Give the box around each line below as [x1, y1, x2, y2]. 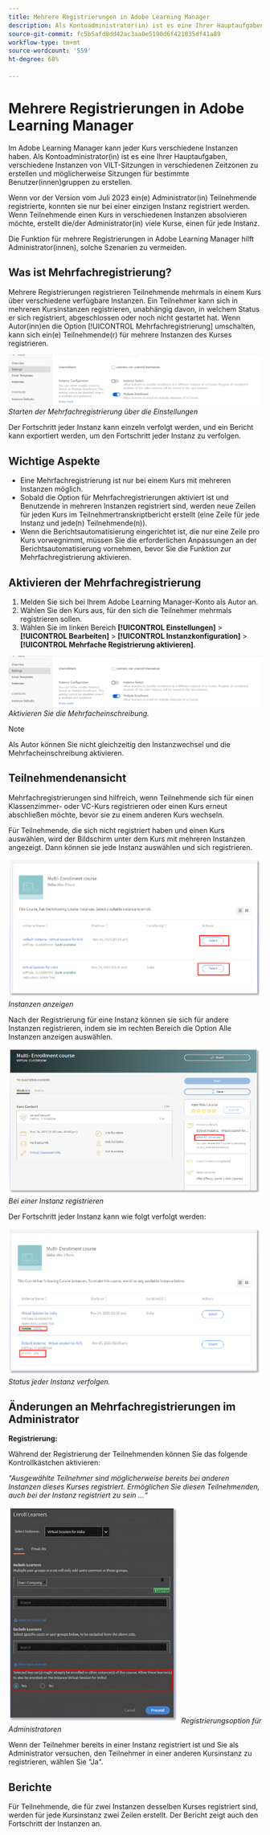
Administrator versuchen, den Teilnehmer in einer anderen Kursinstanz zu [8, 1748, 252, 1759]
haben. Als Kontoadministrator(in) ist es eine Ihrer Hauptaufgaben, [8, 151, 228, 161]
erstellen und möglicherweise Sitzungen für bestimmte [8, 169, 190, 178]
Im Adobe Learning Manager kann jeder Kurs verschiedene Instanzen [8, 143, 239, 153]
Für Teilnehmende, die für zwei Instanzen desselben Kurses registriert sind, [8, 1802, 259, 1812]
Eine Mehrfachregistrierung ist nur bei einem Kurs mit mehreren [19, 476, 231, 485]
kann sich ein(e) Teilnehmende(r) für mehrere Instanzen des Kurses [8, 329, 232, 339]
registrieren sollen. [19, 615, 83, 624]
